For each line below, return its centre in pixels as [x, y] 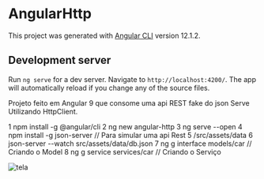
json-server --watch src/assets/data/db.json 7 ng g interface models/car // [130, 144]
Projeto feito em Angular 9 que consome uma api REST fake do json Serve [129, 103]
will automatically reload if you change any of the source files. [109, 88]
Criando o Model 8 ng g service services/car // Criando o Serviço [115, 151]
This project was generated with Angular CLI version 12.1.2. [104, 35]
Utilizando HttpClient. [43, 111]
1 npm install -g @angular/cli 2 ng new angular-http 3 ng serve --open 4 [125, 126]
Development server [60, 60]
